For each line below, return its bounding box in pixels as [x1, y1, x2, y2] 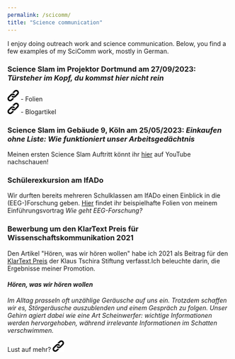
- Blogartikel [20, 107, 57, 116]
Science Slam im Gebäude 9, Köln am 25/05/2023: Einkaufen [7, 125, 222, 135]
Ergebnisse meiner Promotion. [7, 264, 96, 273]
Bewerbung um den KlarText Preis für [7, 224, 139, 234]
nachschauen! [7, 158, 49, 166]
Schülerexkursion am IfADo [7, 176, 104, 186]
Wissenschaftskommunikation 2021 [7, 233, 134, 243]
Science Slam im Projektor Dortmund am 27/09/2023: [7, 64, 197, 74]
